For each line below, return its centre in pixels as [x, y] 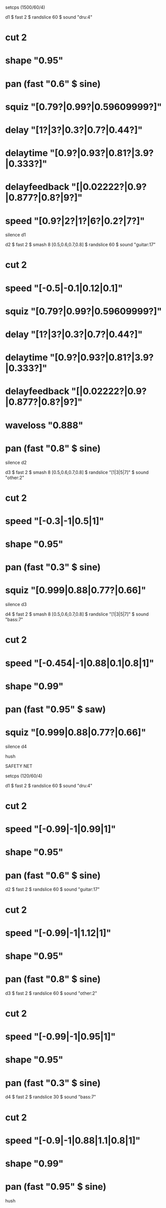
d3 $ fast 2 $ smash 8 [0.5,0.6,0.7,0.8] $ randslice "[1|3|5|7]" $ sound [77, 472]
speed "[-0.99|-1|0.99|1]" [61, 829]
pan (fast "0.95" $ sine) [56, 1187]
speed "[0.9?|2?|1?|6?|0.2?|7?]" [75, 221]
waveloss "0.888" [44, 425]
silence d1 [16, 235]
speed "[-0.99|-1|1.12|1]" [58, 933]
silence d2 [16, 462]
